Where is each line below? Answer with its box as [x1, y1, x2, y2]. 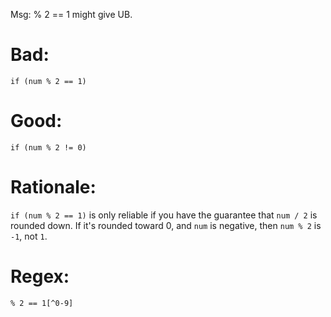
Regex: [10, 265, 70, 288]
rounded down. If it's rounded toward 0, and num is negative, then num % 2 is [10, 219, 322, 231]
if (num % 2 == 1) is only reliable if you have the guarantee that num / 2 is [10, 209, 318, 221]
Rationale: [10, 176, 97, 199]
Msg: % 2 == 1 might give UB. [10, 9, 133, 20]
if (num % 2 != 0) [10, 142, 87, 153]
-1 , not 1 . [10, 230, 48, 242]
